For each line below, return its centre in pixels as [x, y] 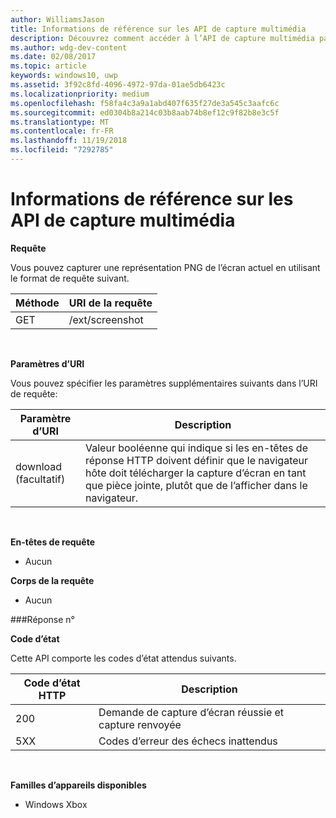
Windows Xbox [56, 804]
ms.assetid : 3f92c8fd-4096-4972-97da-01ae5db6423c [118, 85]
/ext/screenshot [106, 319]
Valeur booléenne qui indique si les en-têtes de [196, 448]
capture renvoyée [140, 724]
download [39, 466]
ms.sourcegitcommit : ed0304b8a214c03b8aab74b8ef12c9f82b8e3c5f [145, 112]
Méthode [37, 303]
